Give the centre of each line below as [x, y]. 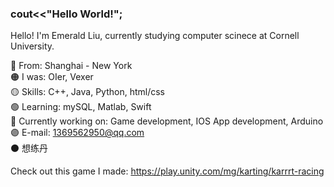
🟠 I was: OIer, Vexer [52, 77]
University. [32, 46]
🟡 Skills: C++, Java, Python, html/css [87, 92]
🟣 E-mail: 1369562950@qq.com [77, 133]
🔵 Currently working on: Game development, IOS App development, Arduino [167, 121]
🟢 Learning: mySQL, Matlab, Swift [81, 107]
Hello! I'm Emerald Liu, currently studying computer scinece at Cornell [155, 36]
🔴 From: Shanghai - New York [71, 66]
